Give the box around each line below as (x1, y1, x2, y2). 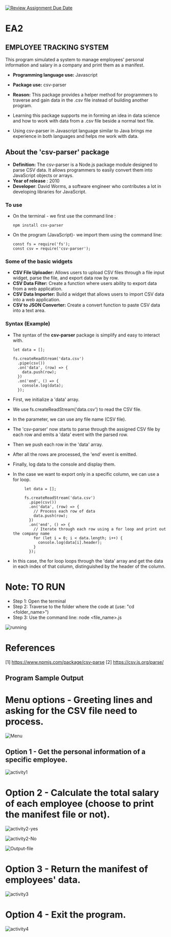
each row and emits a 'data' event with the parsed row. (12, 431, 129, 438)
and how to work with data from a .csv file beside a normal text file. (12, 118, 155, 124)
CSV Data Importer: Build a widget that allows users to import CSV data (12, 291, 164, 297)
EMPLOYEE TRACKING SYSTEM (5, 43, 109, 52)
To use (5, 201, 22, 208)
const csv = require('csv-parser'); (12, 246, 91, 251)
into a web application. (12, 297, 61, 303)
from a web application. (12, 286, 63, 292)
